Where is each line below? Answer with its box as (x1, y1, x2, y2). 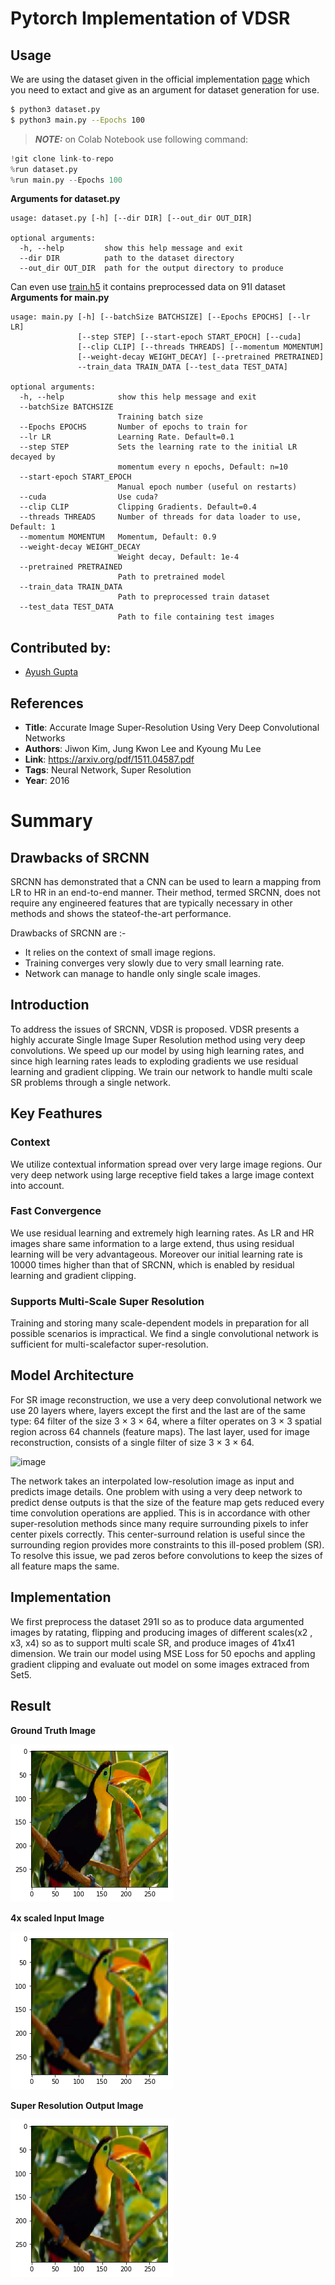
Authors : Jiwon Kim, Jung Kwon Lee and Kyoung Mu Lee (24, 743, 262, 754)
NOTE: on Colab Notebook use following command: (34, 133, 249, 145)
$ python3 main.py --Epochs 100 (10, 115, 145, 125)
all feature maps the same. (10, 1560, 120, 1572)
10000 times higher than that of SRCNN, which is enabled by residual (10, 1258, 295, 1271)
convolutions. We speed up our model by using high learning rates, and (10, 1044, 305, 1056)
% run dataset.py (10, 164, 78, 174)
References (10, 695, 84, 712)
